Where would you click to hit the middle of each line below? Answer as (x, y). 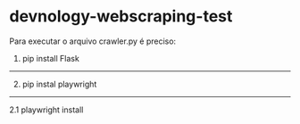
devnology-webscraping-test (121, 17)
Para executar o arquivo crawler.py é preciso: (93, 41)
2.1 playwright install (46, 110)
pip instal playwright (59, 84)
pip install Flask (51, 58)
